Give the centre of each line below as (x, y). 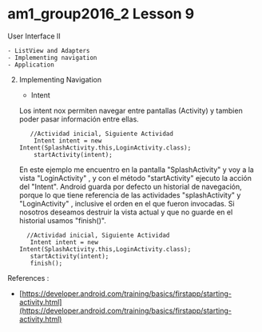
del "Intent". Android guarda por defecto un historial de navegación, (131, 186)
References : (28, 278)
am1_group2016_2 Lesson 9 (101, 14)
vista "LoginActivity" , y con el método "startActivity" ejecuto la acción (135, 178)
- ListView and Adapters (49, 50)
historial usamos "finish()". (63, 220)
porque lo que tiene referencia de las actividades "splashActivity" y (130, 195)
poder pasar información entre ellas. (79, 119)
